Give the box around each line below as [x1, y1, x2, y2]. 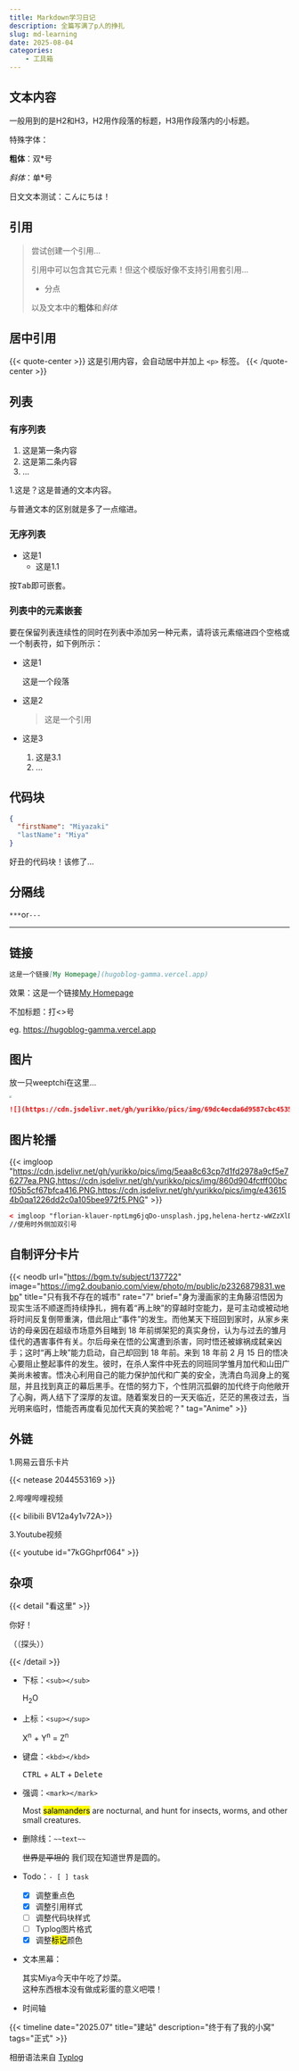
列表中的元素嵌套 [9, 604, 83, 617]
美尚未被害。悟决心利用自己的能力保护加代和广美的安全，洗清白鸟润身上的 [9, 1369, 282, 1380]
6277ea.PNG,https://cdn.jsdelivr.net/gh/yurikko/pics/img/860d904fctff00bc [9, 1176, 287, 1186]
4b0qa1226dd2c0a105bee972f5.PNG [9, 1194, 145, 1205]
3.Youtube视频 [9, 1529, 62, 1540]
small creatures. [21, 1814, 82, 1826]
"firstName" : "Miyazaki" [17, 822, 109, 831]
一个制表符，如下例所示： [9, 637, 103, 648]
